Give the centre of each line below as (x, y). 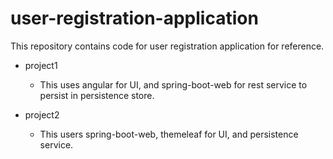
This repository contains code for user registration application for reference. (167, 46)
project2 (42, 114)
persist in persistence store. (97, 95)
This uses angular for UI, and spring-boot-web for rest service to (173, 84)
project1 (41, 65)
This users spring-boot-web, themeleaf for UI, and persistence (169, 134)
